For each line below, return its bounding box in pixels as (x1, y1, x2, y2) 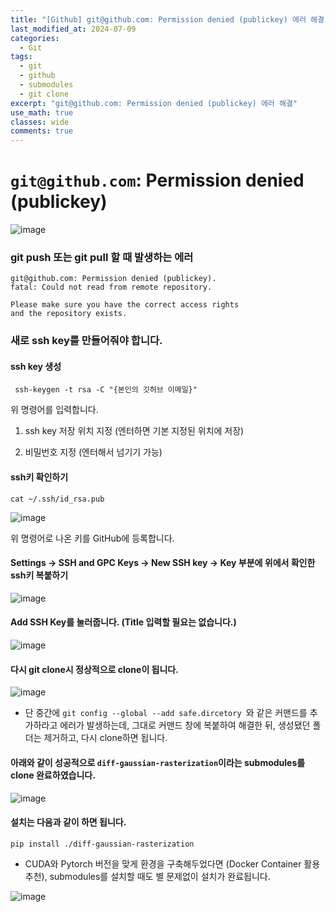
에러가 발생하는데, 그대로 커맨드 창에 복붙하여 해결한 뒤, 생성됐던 (59, 719, 311, 731)
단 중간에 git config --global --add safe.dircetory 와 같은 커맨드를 (24, 707, 308, 719)
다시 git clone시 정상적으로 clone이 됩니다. (10, 663, 179, 675)
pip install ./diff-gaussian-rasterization (10, 839, 195, 849)
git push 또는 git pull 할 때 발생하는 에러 (10, 250, 194, 264)
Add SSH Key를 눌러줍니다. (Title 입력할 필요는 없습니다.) (10, 616, 237, 628)
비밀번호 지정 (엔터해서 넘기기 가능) (24, 446, 163, 458)
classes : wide (10, 117, 70, 127)
